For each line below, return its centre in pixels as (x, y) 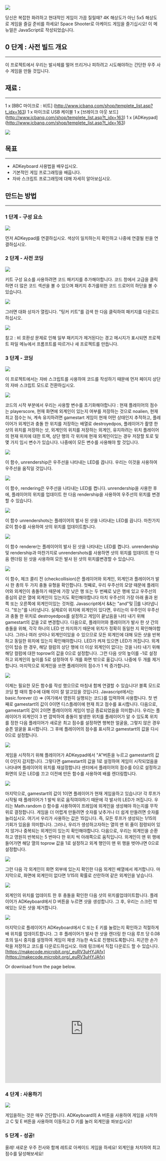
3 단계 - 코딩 (19, 358)
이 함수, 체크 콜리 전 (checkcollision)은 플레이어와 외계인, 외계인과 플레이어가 (80, 579)
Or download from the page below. (41, 967)
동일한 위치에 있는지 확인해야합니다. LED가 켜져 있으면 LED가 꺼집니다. (82, 641)
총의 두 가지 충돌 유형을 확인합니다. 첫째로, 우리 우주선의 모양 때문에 (81, 585)
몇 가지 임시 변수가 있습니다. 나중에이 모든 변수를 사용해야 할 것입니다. (72, 442)
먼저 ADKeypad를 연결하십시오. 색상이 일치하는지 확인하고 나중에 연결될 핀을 (79, 238)
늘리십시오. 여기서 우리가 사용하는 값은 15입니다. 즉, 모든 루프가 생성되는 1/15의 (81, 819)
